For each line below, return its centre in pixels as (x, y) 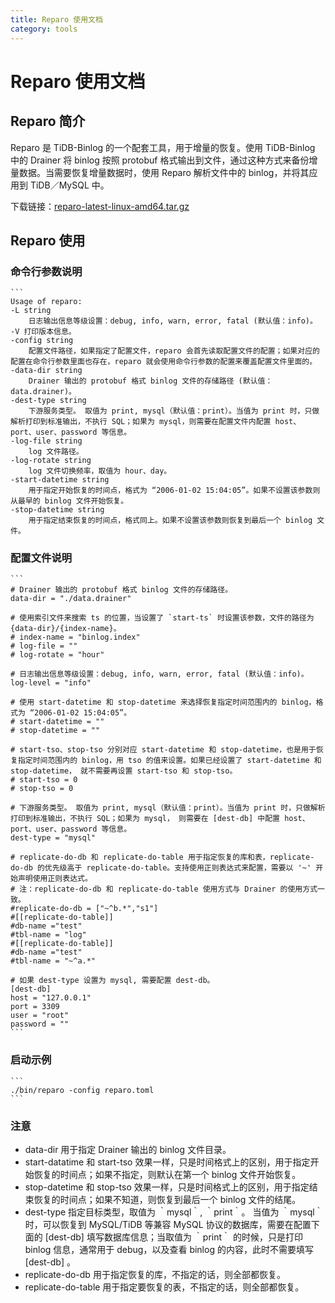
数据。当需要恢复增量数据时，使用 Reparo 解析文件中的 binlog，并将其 (164, 172)
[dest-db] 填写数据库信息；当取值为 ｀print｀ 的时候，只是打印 (173, 1237)
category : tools (44, 29)
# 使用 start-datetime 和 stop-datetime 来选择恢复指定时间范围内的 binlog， (163, 702)
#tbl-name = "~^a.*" (53, 961)
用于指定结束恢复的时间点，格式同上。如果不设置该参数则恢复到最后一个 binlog (170, 521)
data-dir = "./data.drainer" (71, 599)
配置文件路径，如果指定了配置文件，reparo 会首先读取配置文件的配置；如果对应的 (174, 351)
